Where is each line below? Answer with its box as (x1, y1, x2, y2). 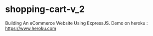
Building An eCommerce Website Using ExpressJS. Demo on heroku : (5, 20, 148, 26)
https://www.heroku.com (5, 25, 56, 31)
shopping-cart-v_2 (5, 3, 85, 15)
